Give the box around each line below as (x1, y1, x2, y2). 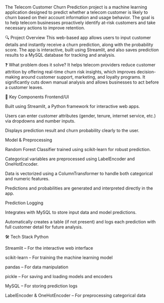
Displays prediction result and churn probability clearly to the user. (5, 128, 140, 133)
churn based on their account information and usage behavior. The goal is (5, 15, 155, 20)
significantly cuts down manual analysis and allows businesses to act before (5, 79, 159, 85)
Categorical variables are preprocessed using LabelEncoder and (5, 156, 135, 162)
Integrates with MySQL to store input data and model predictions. (5, 210, 137, 215)
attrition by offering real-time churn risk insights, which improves (5, 69, 136, 75)
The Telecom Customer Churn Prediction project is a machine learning (5, 4, 147, 10)
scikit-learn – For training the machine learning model (5, 255, 113, 260)
